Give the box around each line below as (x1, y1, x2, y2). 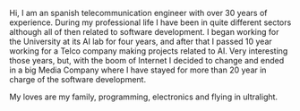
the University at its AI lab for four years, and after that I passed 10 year (9, 36, 273, 47)
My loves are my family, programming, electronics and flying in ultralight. (9, 91, 279, 102)
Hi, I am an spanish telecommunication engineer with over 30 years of (9, 8, 268, 18)
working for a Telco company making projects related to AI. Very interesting (9, 46, 288, 56)
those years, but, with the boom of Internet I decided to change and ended (9, 55, 285, 65)
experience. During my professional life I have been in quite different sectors (9, 17, 292, 28)
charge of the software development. (9, 74, 146, 84)
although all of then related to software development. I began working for (9, 27, 279, 37)
